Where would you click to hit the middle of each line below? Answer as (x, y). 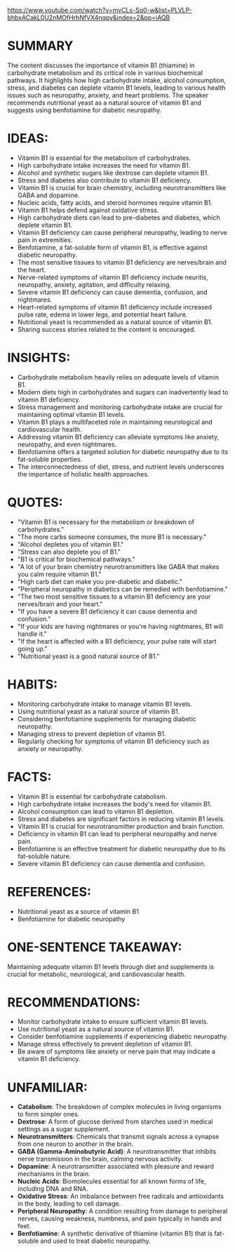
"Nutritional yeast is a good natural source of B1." (88, 656)
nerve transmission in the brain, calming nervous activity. (100, 1159)
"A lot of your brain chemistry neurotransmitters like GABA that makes (118, 566)
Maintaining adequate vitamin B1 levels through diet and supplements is (110, 966)
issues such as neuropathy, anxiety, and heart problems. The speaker (108, 95)
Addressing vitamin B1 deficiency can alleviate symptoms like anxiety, (118, 437)
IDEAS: (28, 139)
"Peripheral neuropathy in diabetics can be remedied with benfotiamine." (122, 589)
